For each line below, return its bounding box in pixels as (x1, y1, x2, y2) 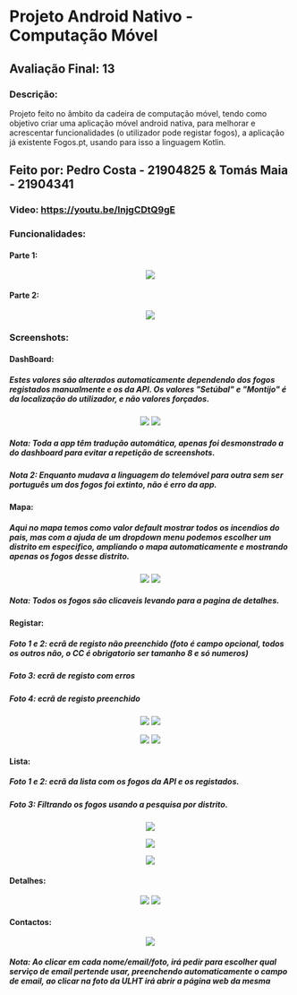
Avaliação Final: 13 (9, 61, 115, 76)
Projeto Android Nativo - (9, 6, 194, 27)
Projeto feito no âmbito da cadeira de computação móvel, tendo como (9, 108, 267, 118)
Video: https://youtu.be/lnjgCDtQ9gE (9, 203, 176, 216)
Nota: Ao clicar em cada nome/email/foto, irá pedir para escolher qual (9, 956, 277, 967)
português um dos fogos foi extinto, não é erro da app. (9, 479, 217, 489)
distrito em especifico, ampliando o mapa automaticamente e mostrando (9, 541, 288, 552)
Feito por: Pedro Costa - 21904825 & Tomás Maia (9, 163, 289, 178)
